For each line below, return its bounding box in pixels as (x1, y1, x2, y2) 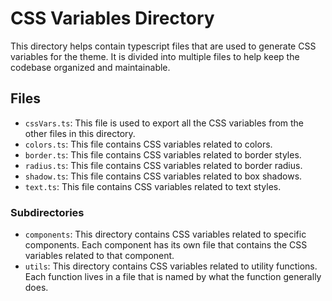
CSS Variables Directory (10, 7, 215, 30)
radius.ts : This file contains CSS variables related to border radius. (24, 159, 303, 171)
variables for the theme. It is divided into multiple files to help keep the (10, 50, 300, 62)
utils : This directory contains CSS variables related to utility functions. (24, 260, 318, 272)
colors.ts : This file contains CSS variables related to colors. (24, 138, 273, 150)
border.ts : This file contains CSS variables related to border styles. (24, 148, 302, 161)
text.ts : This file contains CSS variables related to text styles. (24, 180, 282, 192)
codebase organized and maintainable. (10, 61, 171, 73)
